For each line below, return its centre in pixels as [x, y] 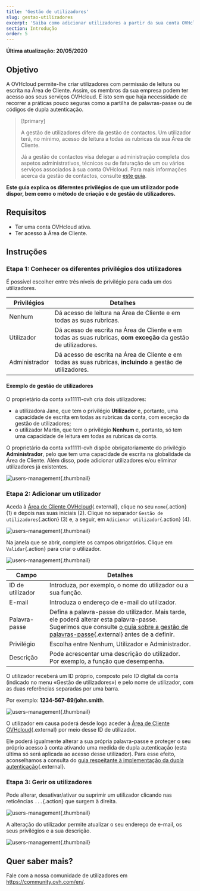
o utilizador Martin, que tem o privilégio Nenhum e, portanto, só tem [99, 430]
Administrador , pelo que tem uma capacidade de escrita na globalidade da [99, 454]
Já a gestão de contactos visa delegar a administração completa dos [105, 156]
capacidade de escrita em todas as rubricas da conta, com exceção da [102, 417]
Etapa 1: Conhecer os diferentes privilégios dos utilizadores [94, 269]
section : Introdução [32, 28]
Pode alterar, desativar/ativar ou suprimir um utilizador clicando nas [89, 795]
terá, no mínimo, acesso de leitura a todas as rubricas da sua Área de [106, 138]
